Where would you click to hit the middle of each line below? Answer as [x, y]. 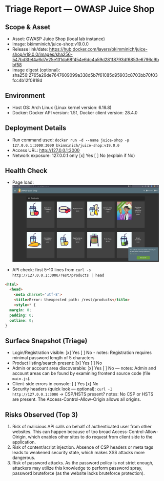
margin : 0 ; [20, 310]
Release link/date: [30, 49]
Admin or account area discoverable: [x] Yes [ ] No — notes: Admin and [84, 368]
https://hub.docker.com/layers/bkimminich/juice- [98, 49]
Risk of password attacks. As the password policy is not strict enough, [83, 463]
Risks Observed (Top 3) [41, 415]
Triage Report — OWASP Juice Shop [80, 9]
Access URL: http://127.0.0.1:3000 [46, 150]
